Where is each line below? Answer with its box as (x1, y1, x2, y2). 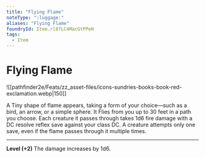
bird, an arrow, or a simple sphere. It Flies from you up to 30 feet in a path (6, 108, 192, 115)
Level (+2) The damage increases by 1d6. (6, 145, 111, 152)
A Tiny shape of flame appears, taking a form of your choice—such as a (6, 101, 187, 109)
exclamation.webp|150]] (6, 89, 67, 97)
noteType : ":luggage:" (6, 15, 64, 21)
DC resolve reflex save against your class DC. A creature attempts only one (6, 121, 196, 128)
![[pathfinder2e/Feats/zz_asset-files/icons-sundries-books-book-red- (6, 83, 182, 91)
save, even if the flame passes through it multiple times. (6, 127, 147, 134)
